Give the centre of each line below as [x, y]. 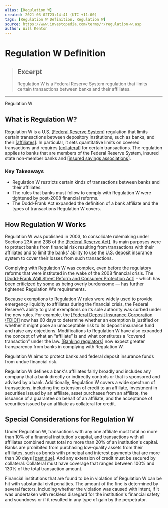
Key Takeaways [25, 171]
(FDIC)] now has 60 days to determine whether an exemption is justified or [82, 320]
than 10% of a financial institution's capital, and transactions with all [75, 437]
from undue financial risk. [31, 362]
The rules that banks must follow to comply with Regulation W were [82, 193]
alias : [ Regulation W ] [29, 10]
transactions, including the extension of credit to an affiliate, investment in [81, 388]
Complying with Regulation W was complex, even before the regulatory [78, 268]
